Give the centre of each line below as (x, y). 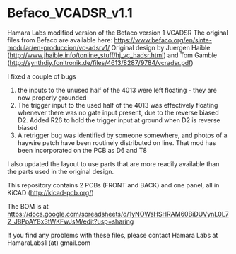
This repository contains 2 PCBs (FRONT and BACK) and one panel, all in (113, 185)
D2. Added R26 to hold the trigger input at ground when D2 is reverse (119, 120)
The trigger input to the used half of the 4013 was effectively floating (118, 105)
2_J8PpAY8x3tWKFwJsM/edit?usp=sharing (71, 221)
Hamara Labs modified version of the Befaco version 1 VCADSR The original (118, 33)
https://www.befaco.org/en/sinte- (163, 40)
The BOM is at (28, 206)
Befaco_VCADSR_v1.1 (70, 13)
